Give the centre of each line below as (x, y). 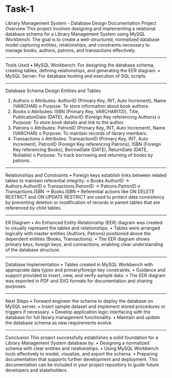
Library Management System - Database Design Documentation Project (81, 23)
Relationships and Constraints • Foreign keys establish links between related (86, 175)
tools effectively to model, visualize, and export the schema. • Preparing (81, 353)
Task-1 (20, 9)
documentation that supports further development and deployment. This (82, 359)
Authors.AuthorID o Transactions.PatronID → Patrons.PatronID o (73, 186)
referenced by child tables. (34, 207)
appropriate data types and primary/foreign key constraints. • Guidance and (85, 270)
